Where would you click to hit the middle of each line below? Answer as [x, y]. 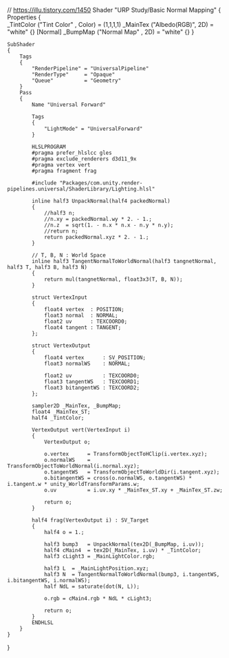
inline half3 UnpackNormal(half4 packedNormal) [101, 201]
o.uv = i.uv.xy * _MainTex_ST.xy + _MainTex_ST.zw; [133, 490]
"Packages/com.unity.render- [101, 183]
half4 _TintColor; [58, 418]
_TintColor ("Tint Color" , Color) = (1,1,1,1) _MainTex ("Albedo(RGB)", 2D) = [111, 24]
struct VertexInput [60, 297]
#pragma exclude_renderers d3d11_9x [84, 159]
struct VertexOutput [61, 346]
